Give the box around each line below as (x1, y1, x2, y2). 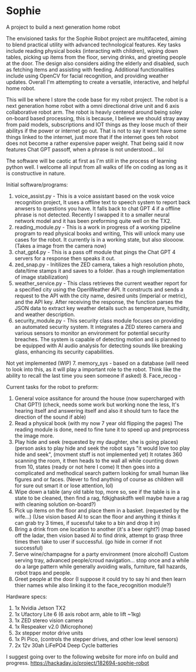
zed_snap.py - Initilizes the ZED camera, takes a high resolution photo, (14, 261, 184, 268)
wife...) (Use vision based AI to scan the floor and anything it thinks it (14, 513, 181, 520)
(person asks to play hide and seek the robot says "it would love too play (14, 444, 190, 452)
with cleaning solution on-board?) (14, 500, 97, 508)
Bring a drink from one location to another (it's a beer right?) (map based (14, 525, 190, 532)
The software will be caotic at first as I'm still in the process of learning (6, 157, 177, 164)
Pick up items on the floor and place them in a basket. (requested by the (14, 507, 189, 514)
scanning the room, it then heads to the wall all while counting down (14, 457, 179, 464)
